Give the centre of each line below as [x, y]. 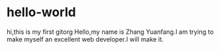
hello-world [42, 12]
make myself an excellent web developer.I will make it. [85, 39]
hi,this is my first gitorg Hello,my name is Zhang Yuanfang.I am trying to [110, 32]
